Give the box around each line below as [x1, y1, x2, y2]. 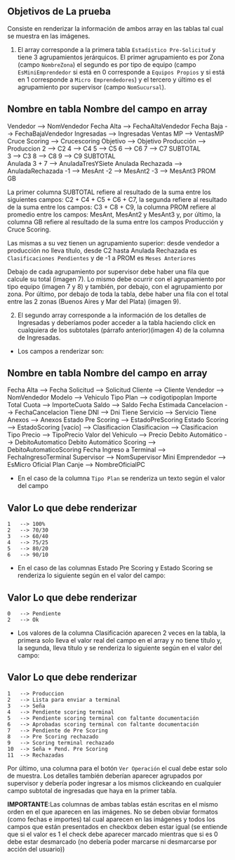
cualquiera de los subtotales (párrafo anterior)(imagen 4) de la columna [17, 326, 224, 334]
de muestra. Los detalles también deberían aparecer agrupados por [7, 771, 203, 780]
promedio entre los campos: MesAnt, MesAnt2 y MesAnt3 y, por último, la [7, 210, 221, 219]
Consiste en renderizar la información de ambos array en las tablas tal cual [7, 24, 224, 32]
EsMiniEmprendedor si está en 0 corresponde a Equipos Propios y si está [17, 68, 225, 76]
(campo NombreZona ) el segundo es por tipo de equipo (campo [17, 60, 196, 69]
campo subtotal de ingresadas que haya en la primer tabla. [7, 786, 177, 795]
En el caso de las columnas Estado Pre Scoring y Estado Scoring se [17, 564, 213, 572]
